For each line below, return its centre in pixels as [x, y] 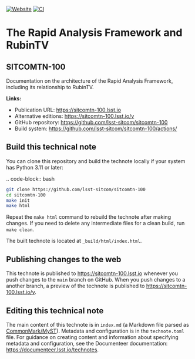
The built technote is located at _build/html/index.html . [74, 241]
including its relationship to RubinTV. [50, 87]
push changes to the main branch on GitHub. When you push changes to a [96, 280]
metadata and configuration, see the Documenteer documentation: [87, 343]
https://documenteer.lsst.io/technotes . [52, 350]
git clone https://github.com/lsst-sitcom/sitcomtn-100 [76, 189]
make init [18, 200]
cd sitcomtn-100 [26, 195]
